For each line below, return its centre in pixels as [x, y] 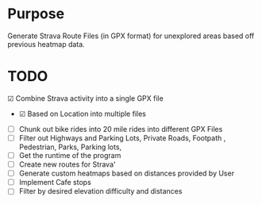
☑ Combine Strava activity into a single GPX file [85, 98]
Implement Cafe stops [55, 183]
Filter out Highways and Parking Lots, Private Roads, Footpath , [122, 138]
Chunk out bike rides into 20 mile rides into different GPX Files [121, 129]
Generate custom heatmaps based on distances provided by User [127, 173]
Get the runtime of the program [70, 155]
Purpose [36, 14]
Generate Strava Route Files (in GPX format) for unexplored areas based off [131, 36]
